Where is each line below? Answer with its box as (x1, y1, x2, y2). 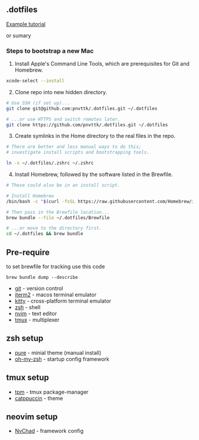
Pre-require (6, 247, 50, 257)
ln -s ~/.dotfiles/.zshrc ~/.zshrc (6, 160, 94, 166)
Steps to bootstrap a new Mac (6, 47, 94, 55)
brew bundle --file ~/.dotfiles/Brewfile (6, 214, 110, 221)
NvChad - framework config (14, 428, 84, 435)
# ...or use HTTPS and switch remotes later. (6, 116, 120, 122)
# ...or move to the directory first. (6, 225, 102, 232)
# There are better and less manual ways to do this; (6, 144, 142, 150)
